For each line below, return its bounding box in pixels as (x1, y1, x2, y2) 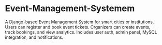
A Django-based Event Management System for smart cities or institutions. (5, 19, 154, 25)
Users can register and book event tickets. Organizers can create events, (5, 24, 151, 30)
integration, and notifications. (5, 34, 64, 40)
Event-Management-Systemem (5, 3, 135, 14)
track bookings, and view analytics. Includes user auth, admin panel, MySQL (5, 29, 157, 35)
